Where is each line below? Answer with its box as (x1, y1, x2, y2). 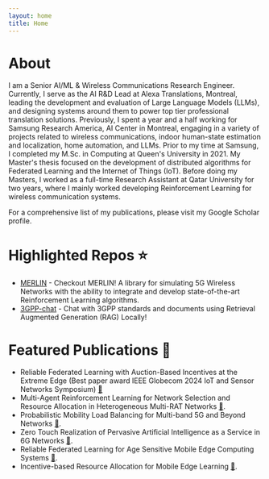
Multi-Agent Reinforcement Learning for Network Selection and (19, 393, 231, 403)
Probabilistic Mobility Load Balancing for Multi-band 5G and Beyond (19, 410, 246, 420)
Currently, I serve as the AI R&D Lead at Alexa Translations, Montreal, (8, 90, 238, 99)
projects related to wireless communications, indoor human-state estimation (8, 132, 262, 142)
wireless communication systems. (8, 192, 121, 202)
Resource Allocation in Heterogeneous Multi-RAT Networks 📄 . (19, 402, 226, 411)
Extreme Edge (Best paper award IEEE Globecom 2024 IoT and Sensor (19, 376, 255, 385)
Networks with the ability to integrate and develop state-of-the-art (19, 287, 240, 297)
